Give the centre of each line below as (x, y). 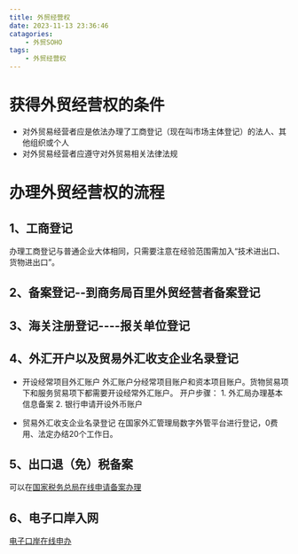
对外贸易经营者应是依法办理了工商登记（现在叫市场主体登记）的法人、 (150, 131)
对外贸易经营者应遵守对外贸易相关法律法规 (100, 153)
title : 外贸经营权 (40, 17)
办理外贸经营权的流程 (87, 193)
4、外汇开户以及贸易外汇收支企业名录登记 (124, 359)
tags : (19, 51)
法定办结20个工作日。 (78, 433)
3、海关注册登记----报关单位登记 (100, 326)
